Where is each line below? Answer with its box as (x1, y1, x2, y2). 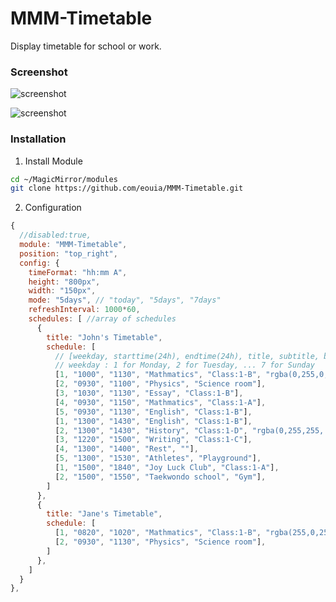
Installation (10, 132, 67, 146)
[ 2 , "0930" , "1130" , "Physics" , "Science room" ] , (54, 537, 267, 547)
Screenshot (10, 65, 68, 79)
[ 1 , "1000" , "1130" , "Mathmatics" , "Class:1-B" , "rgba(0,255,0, (54, 370, 329, 380)
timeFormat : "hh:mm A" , (28, 267, 128, 277)
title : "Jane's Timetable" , (46, 509, 163, 519)
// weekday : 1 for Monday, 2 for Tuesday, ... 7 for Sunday (54, 360, 315, 371)
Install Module (24, 155, 83, 167)
